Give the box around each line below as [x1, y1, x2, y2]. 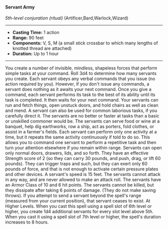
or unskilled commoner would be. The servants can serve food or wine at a [5, 118, 160, 124]
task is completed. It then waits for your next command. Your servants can [5, 97, 158, 103]
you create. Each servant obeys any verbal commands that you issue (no [5, 75, 155, 82]
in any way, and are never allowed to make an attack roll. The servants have [5, 176, 161, 182]
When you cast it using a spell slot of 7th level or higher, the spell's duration [5, 214, 161, 220]
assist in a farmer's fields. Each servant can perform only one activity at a [5, 129, 157, 135]
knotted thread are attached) [12, 45, 72, 51]
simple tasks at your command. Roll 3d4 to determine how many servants [5, 70, 156, 76]
